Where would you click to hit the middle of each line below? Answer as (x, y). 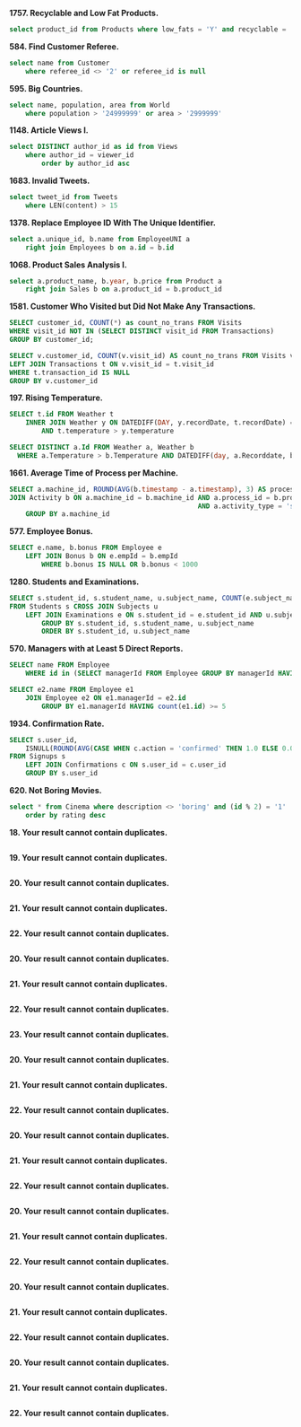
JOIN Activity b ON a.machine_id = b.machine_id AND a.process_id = (140, 497)
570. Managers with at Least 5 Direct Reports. (96, 649)
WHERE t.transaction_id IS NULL (69, 372)
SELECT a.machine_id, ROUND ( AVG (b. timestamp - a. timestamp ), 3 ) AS (138, 489)
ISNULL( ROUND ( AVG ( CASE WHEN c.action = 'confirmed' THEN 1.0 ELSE (152, 749)
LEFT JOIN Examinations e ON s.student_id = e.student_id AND (144, 615)
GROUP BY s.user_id (62, 774)
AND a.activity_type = (240, 506)
